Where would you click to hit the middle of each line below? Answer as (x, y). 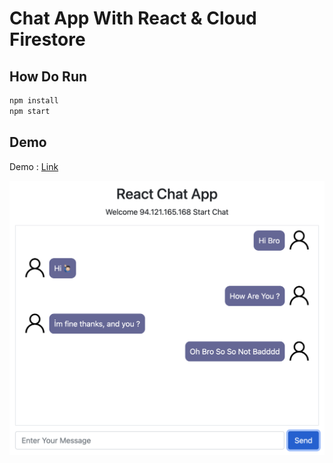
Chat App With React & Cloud (133, 18)
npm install (34, 101)
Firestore (47, 39)
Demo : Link (34, 166)
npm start (30, 111)
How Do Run (48, 76)
